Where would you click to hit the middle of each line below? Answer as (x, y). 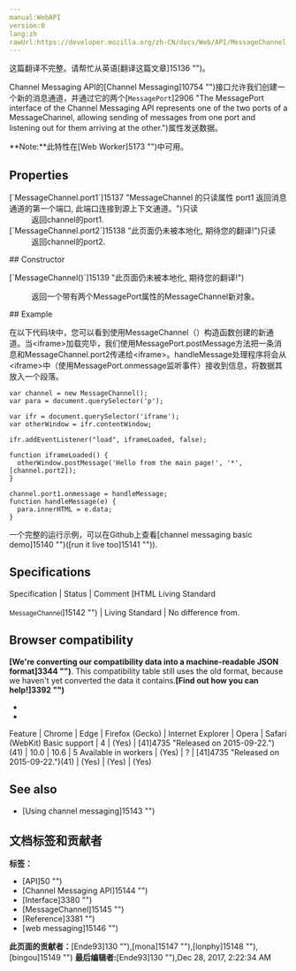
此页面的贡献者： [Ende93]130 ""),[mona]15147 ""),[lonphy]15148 (127, 946)
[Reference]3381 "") (58, 919)
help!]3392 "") (37, 690)
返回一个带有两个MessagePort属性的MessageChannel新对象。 (145, 296)
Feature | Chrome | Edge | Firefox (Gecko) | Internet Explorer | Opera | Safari (148, 733)
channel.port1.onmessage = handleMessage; (88, 494)
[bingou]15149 (35, 958)
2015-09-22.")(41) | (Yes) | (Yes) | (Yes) (80, 761)
